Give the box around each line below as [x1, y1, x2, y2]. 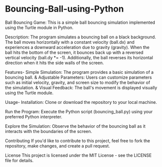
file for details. [5, 157, 34, 163]
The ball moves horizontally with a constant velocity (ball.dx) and [5, 39, 134, 45]
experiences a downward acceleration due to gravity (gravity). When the [5, 44, 150, 50]
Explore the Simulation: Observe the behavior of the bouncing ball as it [5, 123, 146, 129]
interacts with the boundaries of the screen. [5, 128, 92, 134]
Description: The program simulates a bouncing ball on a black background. [5, 34, 156, 40]
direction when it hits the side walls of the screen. [5, 60, 104, 66]
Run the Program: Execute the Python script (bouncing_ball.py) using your [5, 108, 153, 115]
